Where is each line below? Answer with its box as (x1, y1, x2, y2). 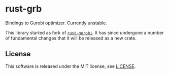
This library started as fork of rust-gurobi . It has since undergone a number (5, 29, 164, 35)
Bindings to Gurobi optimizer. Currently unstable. (5, 20, 108, 26)
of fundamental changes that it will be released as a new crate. (5, 35, 137, 41)
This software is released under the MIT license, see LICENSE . (5, 63, 136, 69)
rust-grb (5, 3, 42, 15)
